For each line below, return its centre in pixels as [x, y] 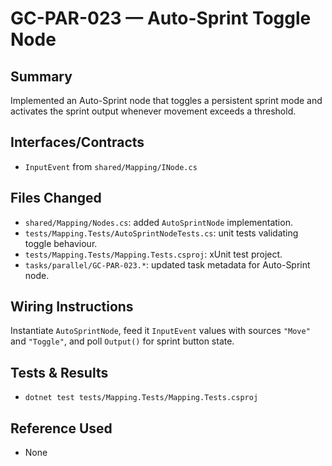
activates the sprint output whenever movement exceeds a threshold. [153, 111]
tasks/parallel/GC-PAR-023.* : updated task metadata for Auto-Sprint [167, 264]
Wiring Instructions [72, 307]
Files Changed [56, 198]
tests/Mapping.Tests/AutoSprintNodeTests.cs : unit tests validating [161, 233]
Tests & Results [59, 372]
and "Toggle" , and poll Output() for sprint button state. [122, 341]
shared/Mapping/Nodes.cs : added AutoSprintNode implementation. [158, 222]
